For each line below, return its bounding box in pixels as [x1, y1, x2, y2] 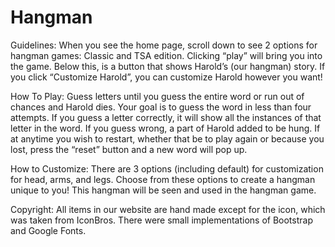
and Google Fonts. [10, 224, 87, 236]
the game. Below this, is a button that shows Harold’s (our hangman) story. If [10, 60, 326, 72]
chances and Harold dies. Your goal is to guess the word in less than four [10, 101, 312, 113]
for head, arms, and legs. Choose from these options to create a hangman [10, 173, 316, 185]
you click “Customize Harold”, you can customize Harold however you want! [10, 71, 323, 83]
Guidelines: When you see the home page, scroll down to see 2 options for [10, 39, 318, 51]
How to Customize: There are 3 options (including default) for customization [10, 162, 324, 175]
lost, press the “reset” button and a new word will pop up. [10, 143, 248, 155]
